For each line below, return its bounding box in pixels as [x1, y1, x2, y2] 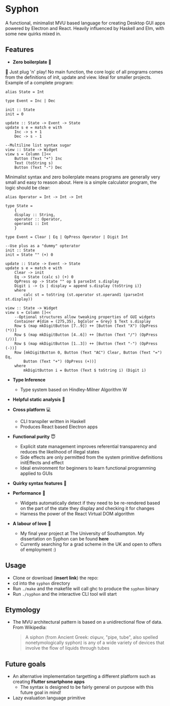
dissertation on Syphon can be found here [20, 535, 109, 541]
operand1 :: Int [14, 221, 49, 226]
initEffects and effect [20, 459, 64, 465]
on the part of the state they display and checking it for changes [20, 505, 155, 511]
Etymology [5, 605, 41, 614]
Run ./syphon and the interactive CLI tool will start [12, 591, 117, 597]
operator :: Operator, [14, 216, 62, 221]
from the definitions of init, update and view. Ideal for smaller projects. [5, 74, 152, 80]
